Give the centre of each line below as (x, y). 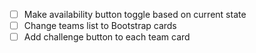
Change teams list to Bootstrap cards (100, 26)
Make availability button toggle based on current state (135, 14)
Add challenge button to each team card (107, 37)
